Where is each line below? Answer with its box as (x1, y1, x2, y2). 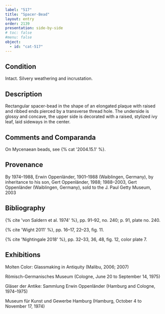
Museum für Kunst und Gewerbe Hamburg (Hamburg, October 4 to (5, 298, 142, 304)
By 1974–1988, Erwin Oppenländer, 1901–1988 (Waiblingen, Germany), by (5, 174, 154, 180)
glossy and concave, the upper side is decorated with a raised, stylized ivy (5, 113, 158, 119)
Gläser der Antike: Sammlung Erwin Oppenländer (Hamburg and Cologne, (5, 283, 156, 289)
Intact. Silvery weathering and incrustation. (5, 75, 93, 82)
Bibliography (5, 204, 46, 212)
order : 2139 (5, 21, 30, 26)
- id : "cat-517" (9, 44, 43, 49)
